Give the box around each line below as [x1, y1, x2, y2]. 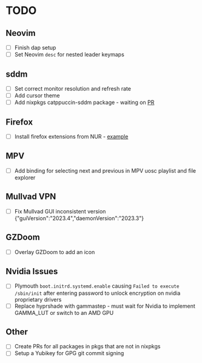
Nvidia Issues [5, 266, 58, 277]
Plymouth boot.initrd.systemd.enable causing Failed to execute [14, 282, 180, 289]
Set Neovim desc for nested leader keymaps [14, 51, 125, 58]
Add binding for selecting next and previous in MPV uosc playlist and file [14, 167, 197, 174]
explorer [14, 174, 36, 181]
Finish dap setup [14, 44, 56, 51]
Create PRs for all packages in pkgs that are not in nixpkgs [14, 343, 161, 350]
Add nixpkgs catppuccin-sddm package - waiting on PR [14, 99, 155, 106]
